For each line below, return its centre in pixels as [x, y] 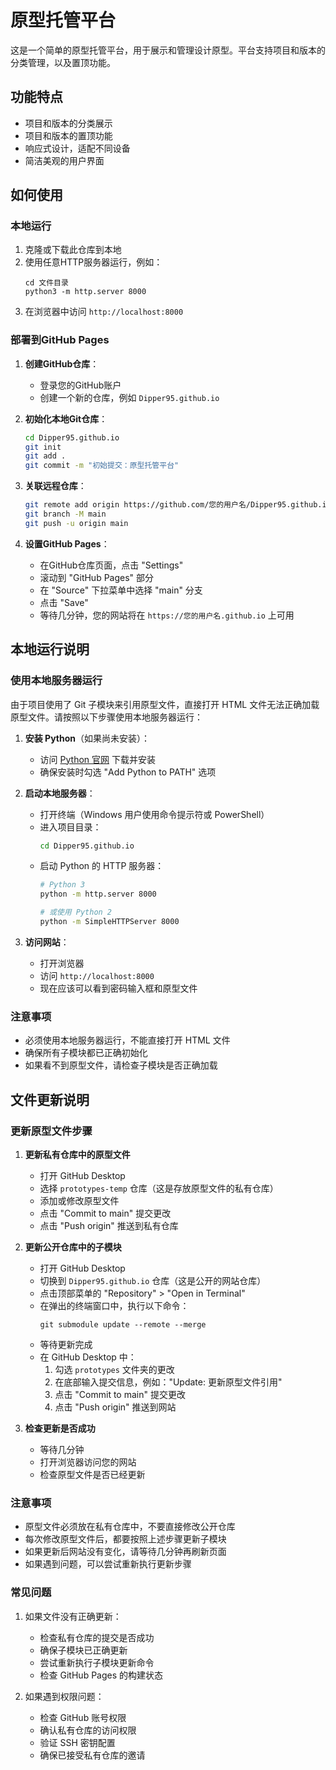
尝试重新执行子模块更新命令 [97, 1662]
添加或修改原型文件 [79, 1200]
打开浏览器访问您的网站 [88, 1462]
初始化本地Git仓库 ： [66, 418]
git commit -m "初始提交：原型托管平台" [102, 466]
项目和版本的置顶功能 [68, 135]
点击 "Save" [64, 602]
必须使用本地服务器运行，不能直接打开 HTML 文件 [127, 1040]
